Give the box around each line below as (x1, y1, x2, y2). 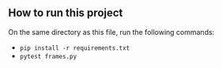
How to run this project (8, 6, 123, 20)
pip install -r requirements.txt (19, 43, 130, 52)
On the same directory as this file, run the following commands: (8, 27, 215, 36)
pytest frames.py (19, 52, 77, 60)
